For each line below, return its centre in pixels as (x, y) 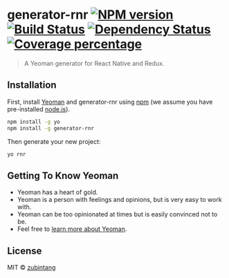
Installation (32, 85)
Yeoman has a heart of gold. (57, 192)
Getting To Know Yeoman (63, 175)
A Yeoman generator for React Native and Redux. (94, 63)
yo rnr (17, 154)
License (25, 251)
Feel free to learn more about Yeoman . (72, 229)
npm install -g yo (34, 122)
